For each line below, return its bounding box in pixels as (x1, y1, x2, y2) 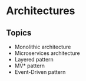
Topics (6, 28, 32, 38)
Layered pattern (14, 56, 54, 63)
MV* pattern (14, 62, 45, 69)
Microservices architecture (14, 50, 81, 57)
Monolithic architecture (14, 43, 71, 50)
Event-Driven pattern (14, 69, 66, 75)
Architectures (6, 4, 75, 18)
